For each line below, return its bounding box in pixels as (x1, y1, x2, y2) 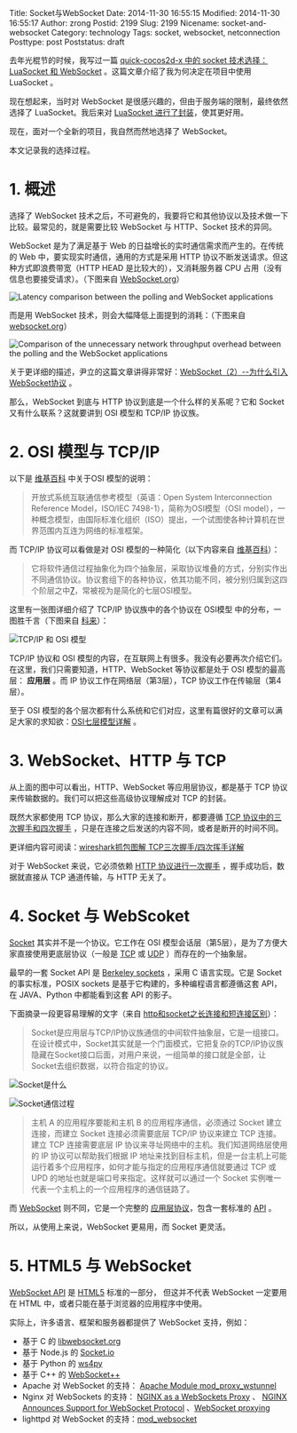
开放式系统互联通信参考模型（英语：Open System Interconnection (30, 491, 272, 502)
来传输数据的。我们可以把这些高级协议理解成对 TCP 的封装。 (9, 792, 231, 803)
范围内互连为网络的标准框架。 (38, 525, 148, 536)
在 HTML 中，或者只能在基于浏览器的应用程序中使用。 (9, 1298, 207, 1309)
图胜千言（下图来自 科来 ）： (9, 615, 109, 625)
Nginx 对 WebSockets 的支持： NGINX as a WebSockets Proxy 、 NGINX (21, 1391, 288, 1402)
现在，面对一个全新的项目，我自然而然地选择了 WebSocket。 (9, 126, 232, 136)
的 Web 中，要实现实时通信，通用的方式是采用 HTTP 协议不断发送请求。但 (9, 251, 281, 262)
